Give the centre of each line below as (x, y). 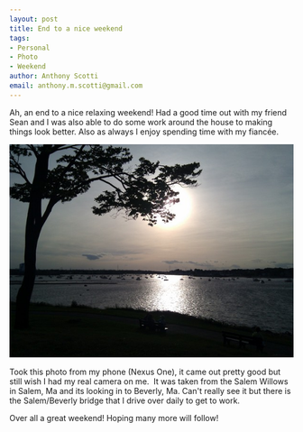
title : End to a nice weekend (66, 28)
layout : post (34, 19)
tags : (19, 38)
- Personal (30, 48)
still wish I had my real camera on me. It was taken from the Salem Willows (149, 381)
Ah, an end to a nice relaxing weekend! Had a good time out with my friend (148, 112)
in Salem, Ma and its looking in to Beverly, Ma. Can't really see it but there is (150, 391)
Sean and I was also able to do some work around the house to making (141, 122)
